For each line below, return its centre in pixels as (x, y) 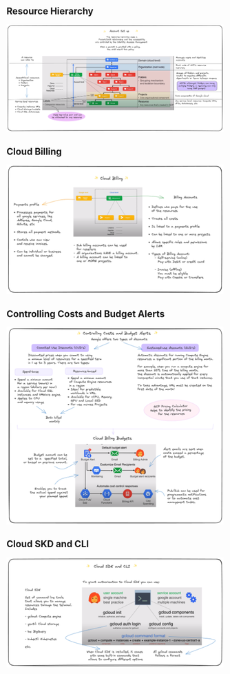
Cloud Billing (34, 151)
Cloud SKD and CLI (48, 544)
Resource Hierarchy (50, 11)
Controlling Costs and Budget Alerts (86, 314)
